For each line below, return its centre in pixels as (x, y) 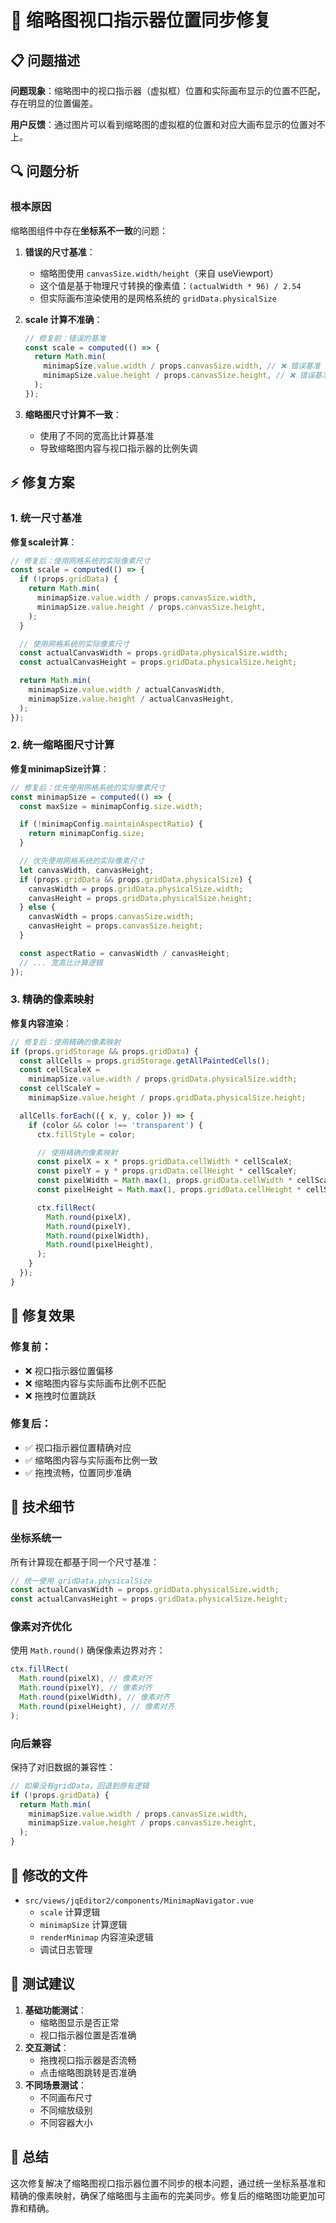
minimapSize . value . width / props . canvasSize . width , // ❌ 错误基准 (182, 366)
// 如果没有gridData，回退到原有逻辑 (80, 1786)
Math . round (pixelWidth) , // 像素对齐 (95, 1697)
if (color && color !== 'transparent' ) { (115, 1125)
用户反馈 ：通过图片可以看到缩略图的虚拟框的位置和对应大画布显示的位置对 (163, 124)
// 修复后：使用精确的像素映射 (66, 1042)
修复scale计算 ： (44, 542)
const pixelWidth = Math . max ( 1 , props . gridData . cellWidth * (164, 1181)
